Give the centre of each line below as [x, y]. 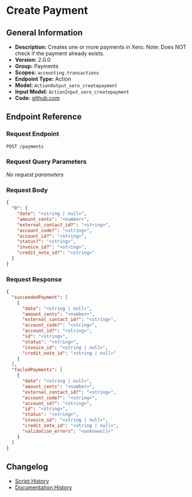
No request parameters [35, 174]
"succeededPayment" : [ [40, 297]
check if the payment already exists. [60, 53]
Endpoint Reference [44, 117]
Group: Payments [36, 66]
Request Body [27, 190]
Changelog [27, 467]
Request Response [34, 279]
